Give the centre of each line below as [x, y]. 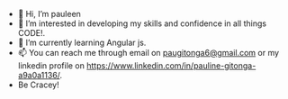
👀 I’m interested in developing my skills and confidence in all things [142, 23]
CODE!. [31, 33]
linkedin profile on [51, 66]
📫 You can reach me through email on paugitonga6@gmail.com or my [148, 53]
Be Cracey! [39, 85]
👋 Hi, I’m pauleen [49, 14]
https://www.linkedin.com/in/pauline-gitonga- [171, 66]
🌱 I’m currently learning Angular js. [82, 42]
